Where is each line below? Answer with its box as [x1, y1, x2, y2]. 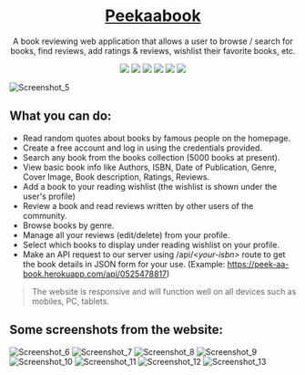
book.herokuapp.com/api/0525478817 [22, 268, 168, 279]
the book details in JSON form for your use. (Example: [22, 258, 226, 269]
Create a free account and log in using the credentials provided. [22, 142, 262, 153]
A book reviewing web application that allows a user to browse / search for [13, 36, 293, 47]
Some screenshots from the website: [9, 322, 223, 338]
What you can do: [9, 109, 112, 124]
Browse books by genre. [22, 220, 115, 231]
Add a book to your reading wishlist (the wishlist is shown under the [22, 181, 278, 192]
